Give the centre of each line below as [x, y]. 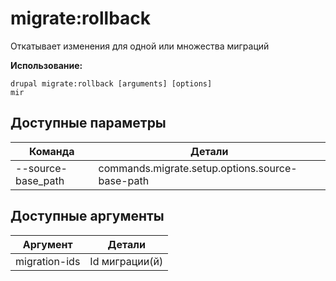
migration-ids [48, 261]
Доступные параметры [88, 123]
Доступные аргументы [87, 216]
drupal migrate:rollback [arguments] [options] [111, 83]
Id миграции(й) [126, 261]
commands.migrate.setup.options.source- [198, 168]
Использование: [46, 65]
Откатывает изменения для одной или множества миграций [140, 46]
